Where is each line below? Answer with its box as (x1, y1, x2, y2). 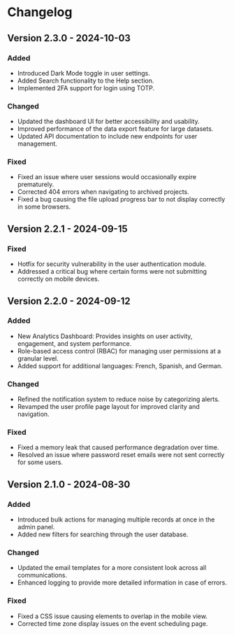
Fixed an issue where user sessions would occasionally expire (17, 173, 197, 181)
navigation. (17, 410, 50, 419)
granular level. (17, 354, 59, 363)
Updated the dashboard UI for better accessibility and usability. (17, 117, 200, 126)
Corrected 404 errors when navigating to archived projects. (17, 188, 190, 196)
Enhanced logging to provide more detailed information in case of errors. (17, 578, 228, 587)
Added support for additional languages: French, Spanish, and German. (17, 361, 224, 370)
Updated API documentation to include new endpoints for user (17, 132, 198, 141)
